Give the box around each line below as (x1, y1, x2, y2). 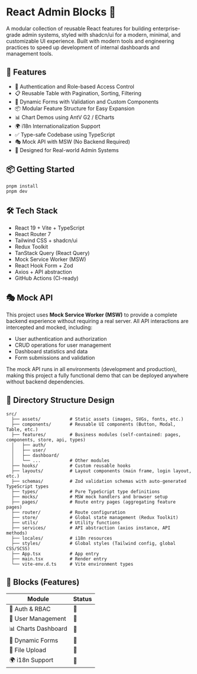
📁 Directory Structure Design (6, 395, 115, 405)
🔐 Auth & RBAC (9, 605, 51, 613)
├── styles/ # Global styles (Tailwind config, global (11, 540, 176, 546)
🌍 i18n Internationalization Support (14, 122, 101, 130)
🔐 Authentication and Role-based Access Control (14, 83, 134, 90)
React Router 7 (14, 231, 51, 238)
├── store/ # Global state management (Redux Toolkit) (11, 514, 179, 520)
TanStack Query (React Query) (14, 250, 90, 257)
